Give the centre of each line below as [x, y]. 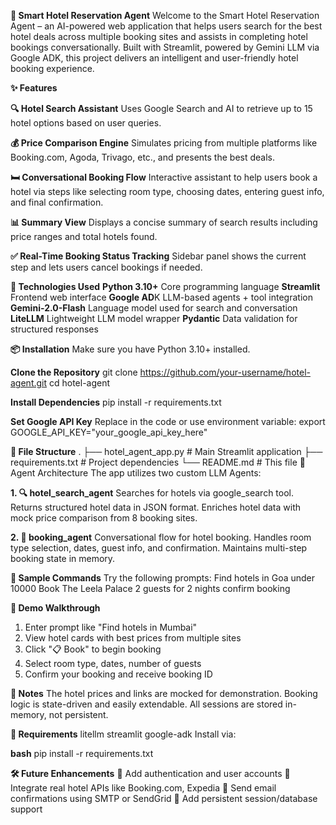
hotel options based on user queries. [86, 123]
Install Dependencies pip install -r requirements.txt [116, 402]
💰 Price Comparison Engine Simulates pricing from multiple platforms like [164, 143]
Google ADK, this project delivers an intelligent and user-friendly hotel [154, 58]
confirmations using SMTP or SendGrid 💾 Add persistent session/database [164, 798]
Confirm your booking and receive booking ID [118, 674]
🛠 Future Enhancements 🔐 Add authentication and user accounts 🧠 [150, 773]
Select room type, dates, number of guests [113, 663]
